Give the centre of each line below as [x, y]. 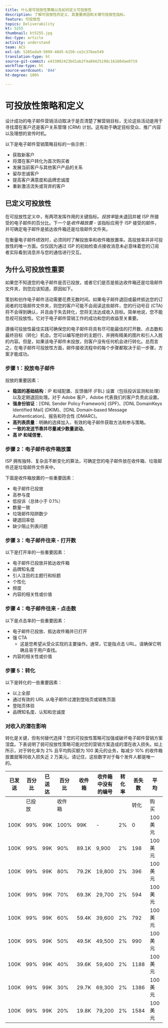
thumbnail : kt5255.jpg [29, 33]
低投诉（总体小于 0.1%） [38, 501]
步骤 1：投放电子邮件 [30, 368]
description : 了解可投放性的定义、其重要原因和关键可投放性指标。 [66, 15]
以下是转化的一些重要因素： [34, 682]
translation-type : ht [28, 56]
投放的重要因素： [23, 380]
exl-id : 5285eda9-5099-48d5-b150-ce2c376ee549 [54, 52]
